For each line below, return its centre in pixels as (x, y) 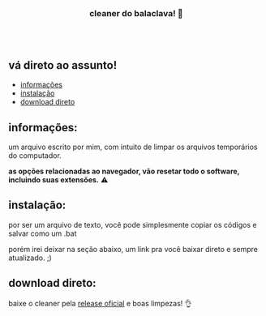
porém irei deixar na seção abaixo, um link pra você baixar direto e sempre (133, 249)
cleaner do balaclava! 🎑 (136, 13)
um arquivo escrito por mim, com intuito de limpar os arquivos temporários (133, 147)
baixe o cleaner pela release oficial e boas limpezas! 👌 (100, 303)
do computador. (35, 155)
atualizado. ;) (30, 258)
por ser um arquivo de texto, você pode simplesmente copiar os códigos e (133, 224)
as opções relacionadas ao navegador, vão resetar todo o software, (124, 171)
